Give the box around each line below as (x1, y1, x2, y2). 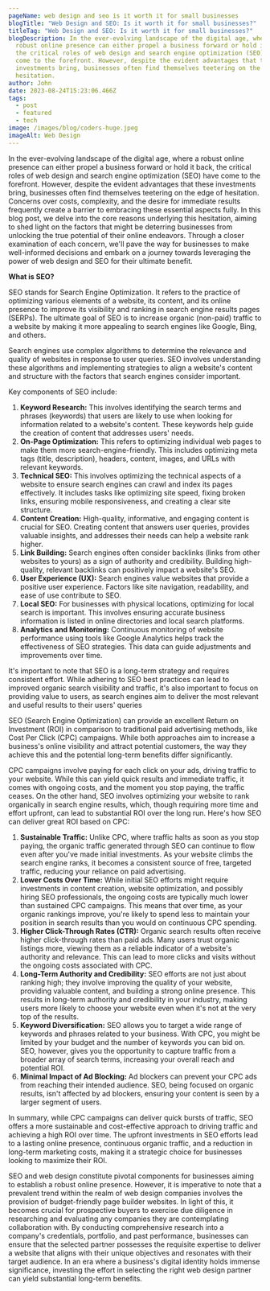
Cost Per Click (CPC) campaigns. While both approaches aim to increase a (8, 733, 256, 742)
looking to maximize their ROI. (8, 1155, 108, 1165)
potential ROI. (19, 1063, 66, 1072)
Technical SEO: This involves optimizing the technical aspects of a (19, 471, 242, 480)
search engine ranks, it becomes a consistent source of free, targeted (19, 857, 252, 867)
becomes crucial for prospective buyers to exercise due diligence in (8, 1205, 233, 1215)
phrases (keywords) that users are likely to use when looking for (19, 411, 233, 421)
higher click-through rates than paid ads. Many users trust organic (19, 935, 239, 944)
